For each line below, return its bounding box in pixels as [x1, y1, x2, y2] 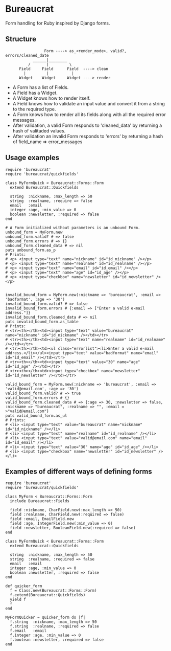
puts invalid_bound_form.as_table [5, 319, 79, 324]
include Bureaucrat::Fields [10, 499, 70, 504]
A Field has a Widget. [12, 89, 58, 96]
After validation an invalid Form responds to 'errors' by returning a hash [12, 133, 163, 139]
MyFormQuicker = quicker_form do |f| [5, 615, 86, 620]
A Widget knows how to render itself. [12, 95, 91, 101]
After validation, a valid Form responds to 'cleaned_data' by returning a [12, 122, 162, 128]
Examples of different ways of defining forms [5, 467, 152, 476]
